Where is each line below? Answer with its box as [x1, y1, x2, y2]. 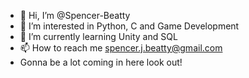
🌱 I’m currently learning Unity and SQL [19, 31, 178, 42]
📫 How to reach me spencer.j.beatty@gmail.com [19, 42, 223, 54]
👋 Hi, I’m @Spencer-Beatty [19, 10, 131, 21]
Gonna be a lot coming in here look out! [19, 56, 183, 68]
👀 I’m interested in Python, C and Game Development [19, 20, 240, 32]
